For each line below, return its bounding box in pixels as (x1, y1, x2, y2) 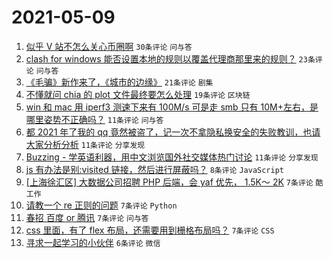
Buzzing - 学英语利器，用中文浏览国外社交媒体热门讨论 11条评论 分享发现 (25, 151, 319, 163)
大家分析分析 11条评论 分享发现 (25, 138, 146, 150)
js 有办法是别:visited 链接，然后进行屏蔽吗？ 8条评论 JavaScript (25, 163, 285, 175)
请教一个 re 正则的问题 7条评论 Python (25, 199, 178, 211)
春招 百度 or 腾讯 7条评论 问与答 (25, 211, 149, 223)
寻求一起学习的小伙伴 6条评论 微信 (25, 236, 161, 248)
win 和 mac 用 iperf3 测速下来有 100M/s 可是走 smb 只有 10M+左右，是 (25, 101, 319, 113)
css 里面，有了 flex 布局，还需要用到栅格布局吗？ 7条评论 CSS (25, 224, 275, 236)
